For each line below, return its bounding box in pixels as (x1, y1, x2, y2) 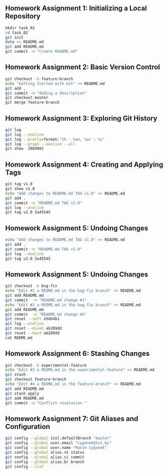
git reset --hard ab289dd (5, 331, 60, 336)
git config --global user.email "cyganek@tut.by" (5, 441, 112, 446)
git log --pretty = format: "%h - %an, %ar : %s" (5, 137, 105, 142)
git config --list (5, 464, 44, 469)
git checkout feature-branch (5, 377, 67, 382)
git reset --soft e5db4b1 (5, 317, 60, 322)
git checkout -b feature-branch (5, 76, 73, 82)
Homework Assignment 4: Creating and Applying (5, 160, 163, 169)
